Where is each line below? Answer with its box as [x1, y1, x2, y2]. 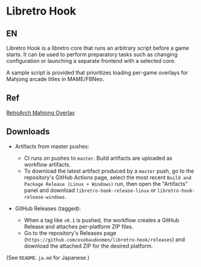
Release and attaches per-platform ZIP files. [24, 223, 134, 230]
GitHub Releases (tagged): [14, 205, 81, 212]
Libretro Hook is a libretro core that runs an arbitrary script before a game [6, 44, 190, 51]
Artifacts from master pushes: [14, 142, 89, 150]
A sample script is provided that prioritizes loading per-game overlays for [6, 69, 188, 76]
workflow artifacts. [24, 160, 71, 168]
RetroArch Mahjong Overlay [6, 109, 75, 116]
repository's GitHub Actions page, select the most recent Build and [24, 174, 192, 181]
